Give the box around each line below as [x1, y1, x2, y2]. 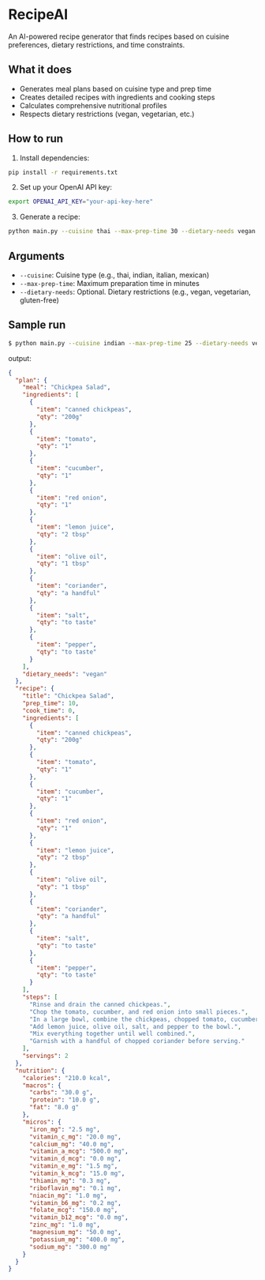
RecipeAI [8, 6, 69, 24]
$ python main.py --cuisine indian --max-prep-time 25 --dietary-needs [8, 339, 248, 347]
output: [8, 353, 32, 363]
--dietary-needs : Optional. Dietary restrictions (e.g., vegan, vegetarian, [19, 287, 251, 296]
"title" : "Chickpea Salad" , [22, 692, 114, 700]
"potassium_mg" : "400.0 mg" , [28, 1235, 125, 1244]
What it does [8, 63, 73, 77]
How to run [8, 132, 64, 145]
